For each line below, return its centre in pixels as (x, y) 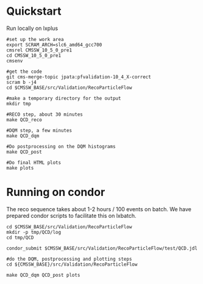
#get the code (24, 72)
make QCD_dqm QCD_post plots (43, 275)
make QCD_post (24, 152)
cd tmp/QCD (20, 237)
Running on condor (56, 192)
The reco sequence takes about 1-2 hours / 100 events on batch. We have (99, 209)
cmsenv (15, 61)
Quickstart (34, 11)
